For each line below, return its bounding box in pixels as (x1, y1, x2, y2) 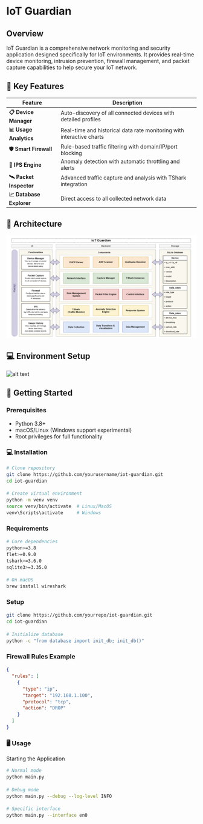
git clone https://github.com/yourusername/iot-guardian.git (6, 471, 164, 477)
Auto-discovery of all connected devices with (60, 109, 175, 116)
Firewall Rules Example (6, 652, 76, 660)
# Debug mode (6, 786, 39, 792)
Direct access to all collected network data (60, 195, 167, 202)
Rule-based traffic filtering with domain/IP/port (60, 143, 178, 150)
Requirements (6, 524, 49, 532)
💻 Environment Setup (6, 351, 91, 361)
